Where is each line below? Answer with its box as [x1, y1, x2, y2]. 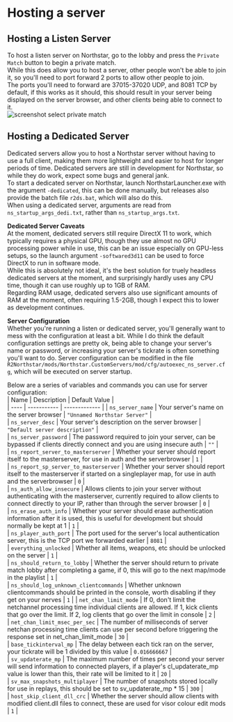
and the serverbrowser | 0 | [7, 477, 86, 485]
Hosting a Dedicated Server [7, 130, 130, 142]
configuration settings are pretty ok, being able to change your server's [7, 339, 212, 347]
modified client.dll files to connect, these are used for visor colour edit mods [7, 699, 226, 707]
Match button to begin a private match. [7, 59, 117, 67]
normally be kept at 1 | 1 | [7, 521, 79, 530]
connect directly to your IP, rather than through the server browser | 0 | [7, 499, 210, 507]
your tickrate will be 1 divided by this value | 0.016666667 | [7, 647, 172, 656]
